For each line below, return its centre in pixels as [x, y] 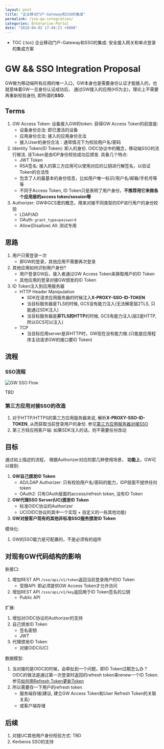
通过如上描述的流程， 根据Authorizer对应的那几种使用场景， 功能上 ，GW [79, 460]
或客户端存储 [32, 706]
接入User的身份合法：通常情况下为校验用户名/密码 [70, 142]
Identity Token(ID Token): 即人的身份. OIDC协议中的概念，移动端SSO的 [83, 148]
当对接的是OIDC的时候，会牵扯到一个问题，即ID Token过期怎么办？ [80, 669]
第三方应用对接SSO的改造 [35, 406]
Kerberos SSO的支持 [33, 742]
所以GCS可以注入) [45, 322]
